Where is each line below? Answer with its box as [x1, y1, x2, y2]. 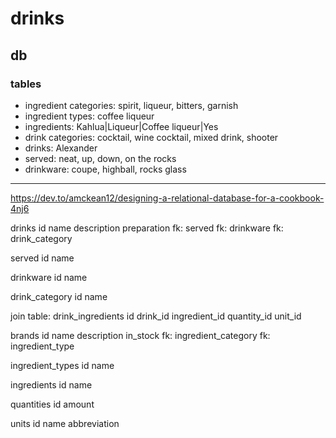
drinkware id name [10, 271, 88, 283]
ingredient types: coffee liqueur [24, 110, 155, 122]
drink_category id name [10, 290, 108, 302]
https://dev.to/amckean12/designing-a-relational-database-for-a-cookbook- [10, 192, 325, 204]
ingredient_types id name [10, 359, 115, 371]
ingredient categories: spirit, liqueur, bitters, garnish [24, 99, 239, 111]
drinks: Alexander [24, 142, 98, 154]
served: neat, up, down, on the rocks [24, 152, 177, 164]
